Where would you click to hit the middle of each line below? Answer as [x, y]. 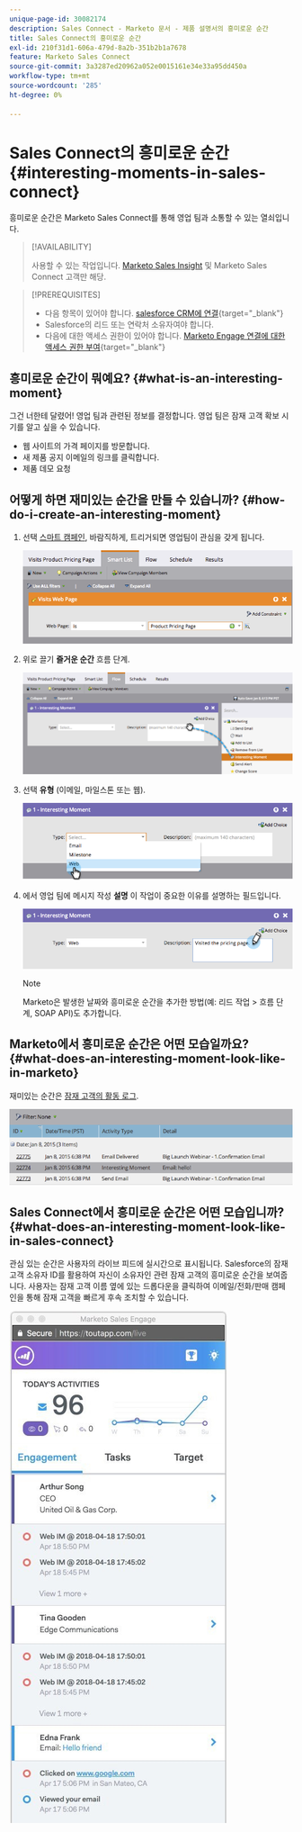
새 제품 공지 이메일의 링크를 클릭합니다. [91, 457]
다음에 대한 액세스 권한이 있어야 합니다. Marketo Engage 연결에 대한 [165, 336]
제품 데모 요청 [46, 469]
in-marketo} [44, 1073]
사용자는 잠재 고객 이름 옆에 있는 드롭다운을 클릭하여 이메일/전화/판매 [149, 1286]
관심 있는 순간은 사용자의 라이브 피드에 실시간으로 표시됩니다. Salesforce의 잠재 [149, 1264]
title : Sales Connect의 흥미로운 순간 [75, 38]
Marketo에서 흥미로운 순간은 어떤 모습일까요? [129, 1044]
